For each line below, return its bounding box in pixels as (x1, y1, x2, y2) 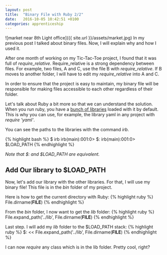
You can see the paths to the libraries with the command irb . (5, 127, 129, 133)
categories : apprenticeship (5, 21, 64, 26)
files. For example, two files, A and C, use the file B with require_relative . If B (5, 66, 162, 72)
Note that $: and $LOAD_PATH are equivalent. (5, 151, 100, 157)
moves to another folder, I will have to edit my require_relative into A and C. (5, 71, 160, 77)
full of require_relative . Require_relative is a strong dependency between (5, 60, 155, 66)
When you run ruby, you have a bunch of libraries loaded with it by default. (5, 106, 159, 112)
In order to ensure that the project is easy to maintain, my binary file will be (5, 81, 159, 87)
